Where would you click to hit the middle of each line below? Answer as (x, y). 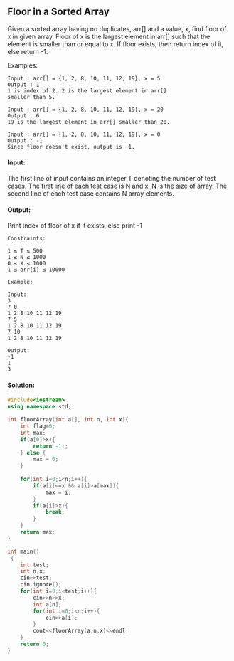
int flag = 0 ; (38, 426)
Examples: (22, 65)
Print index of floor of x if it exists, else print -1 (75, 226)
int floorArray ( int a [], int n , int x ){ (68, 420)
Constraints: (27, 239)
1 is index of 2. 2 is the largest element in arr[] (87, 91)
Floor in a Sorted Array (59, 12)
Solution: (21, 385)
